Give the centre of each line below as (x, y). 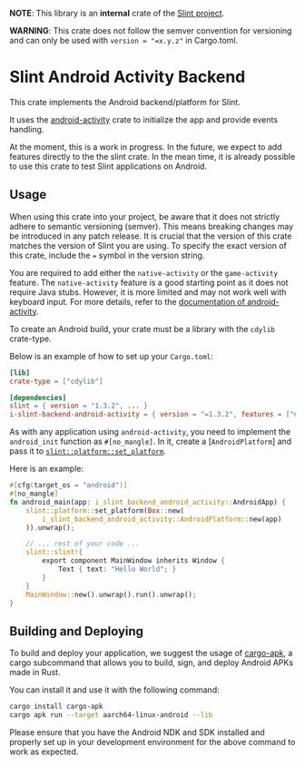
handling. (27, 129)
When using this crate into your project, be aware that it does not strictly (145, 216)
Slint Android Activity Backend (128, 77)
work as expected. (44, 751)
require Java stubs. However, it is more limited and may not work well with (148, 292)
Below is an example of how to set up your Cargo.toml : (111, 356)
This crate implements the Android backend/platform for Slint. (125, 102)
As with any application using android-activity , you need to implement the (150, 432)
